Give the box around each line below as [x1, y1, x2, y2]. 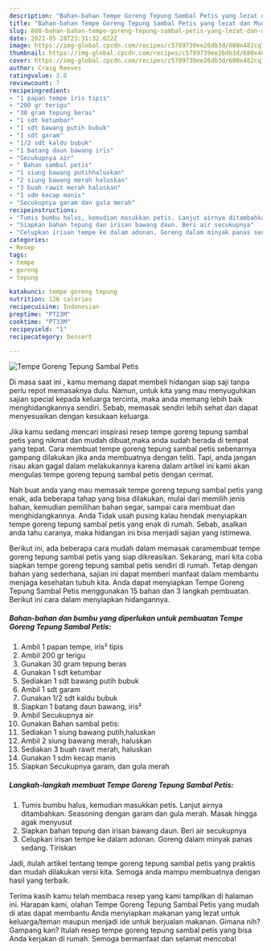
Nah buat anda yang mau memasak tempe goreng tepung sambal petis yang [9, 486, 263, 495]
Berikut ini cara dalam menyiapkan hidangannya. [9, 595, 170, 605]
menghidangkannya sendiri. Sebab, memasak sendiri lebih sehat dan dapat [9, 403, 258, 412]
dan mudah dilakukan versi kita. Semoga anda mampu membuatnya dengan [9, 867, 261, 877]
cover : [9, 57, 31, 65]
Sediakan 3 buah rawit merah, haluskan [20, 744, 152, 754]
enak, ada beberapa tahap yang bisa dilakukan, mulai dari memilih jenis [9, 494, 245, 503]
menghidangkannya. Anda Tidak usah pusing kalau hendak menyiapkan [9, 511, 248, 521]
